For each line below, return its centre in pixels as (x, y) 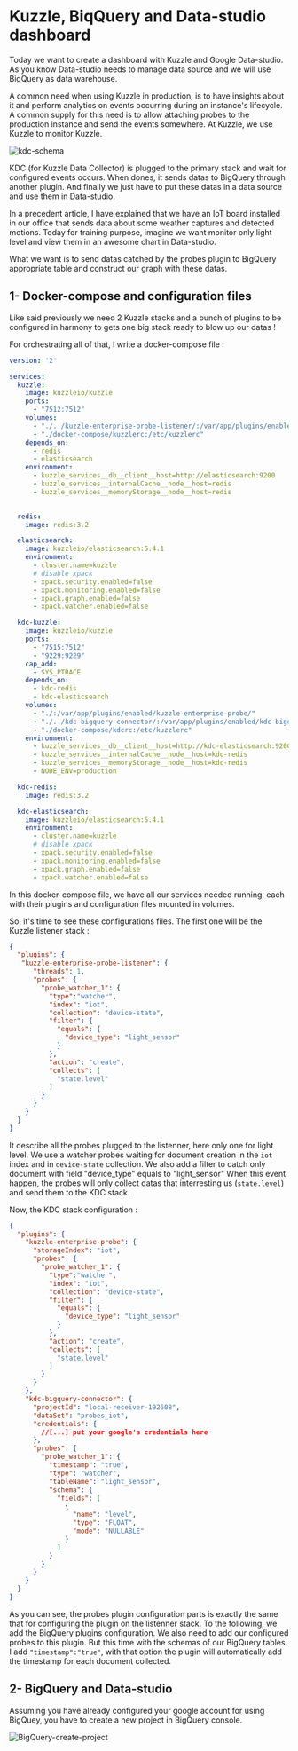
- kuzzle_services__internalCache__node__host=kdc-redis (140, 755)
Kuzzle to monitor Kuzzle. (56, 133)
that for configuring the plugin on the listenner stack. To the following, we (143, 1623)
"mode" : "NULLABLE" (108, 1531)
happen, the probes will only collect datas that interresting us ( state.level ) (147, 1183)
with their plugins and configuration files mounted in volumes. (122, 903)
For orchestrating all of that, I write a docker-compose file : (117, 344)
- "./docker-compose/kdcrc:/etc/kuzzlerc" (112, 730)
